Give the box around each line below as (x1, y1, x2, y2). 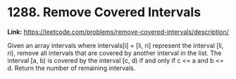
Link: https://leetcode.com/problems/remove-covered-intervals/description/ (7, 28, 229, 36)
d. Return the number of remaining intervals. (7, 63, 136, 72)
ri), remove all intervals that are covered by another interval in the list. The (7, 49, 222, 57)
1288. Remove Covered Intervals (7, 4, 201, 20)
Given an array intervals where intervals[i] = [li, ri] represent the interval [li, (7, 41, 224, 49)
